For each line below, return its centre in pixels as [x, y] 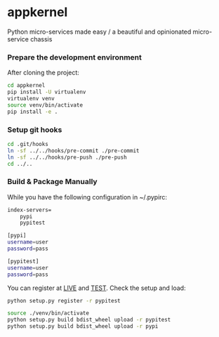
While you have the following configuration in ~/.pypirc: [87, 197]
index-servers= [29, 210]
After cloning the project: [43, 73]
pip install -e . [33, 112]
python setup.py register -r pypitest [64, 300]
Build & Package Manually [52, 182]
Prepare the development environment [75, 57]
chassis [41, 39]
